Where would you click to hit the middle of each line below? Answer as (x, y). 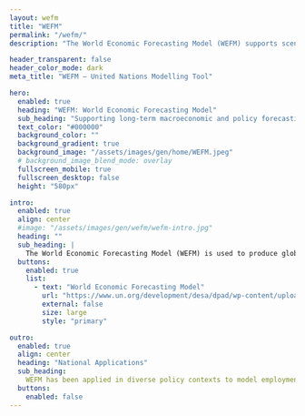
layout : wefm (34, 18)
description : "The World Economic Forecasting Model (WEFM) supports (144, 43)
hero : (20, 93)
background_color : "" (59, 136)
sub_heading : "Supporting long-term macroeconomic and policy (138, 118)
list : (36, 279)
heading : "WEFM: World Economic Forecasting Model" (118, 110)
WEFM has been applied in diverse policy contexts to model (142, 380)
